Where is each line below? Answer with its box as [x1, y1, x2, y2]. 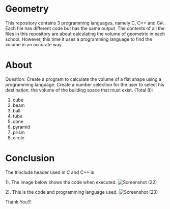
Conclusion [5, 153, 55, 164]
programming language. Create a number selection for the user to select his [5, 81, 164, 87]
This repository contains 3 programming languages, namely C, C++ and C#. [5, 20, 164, 26]
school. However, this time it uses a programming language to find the [5, 36, 152, 42]
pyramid [12, 124, 31, 130]
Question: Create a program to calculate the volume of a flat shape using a [5, 76, 162, 82]
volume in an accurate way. [5, 41, 63, 47]
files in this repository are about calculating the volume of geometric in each [5, 31, 165, 37]
